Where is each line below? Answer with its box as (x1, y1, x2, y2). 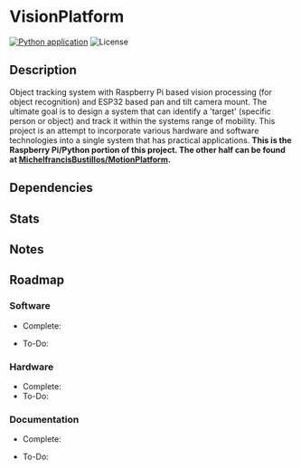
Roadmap (9, 273, 65, 288)
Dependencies (9, 180, 93, 196)
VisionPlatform (9, 6, 125, 27)
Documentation (9, 413, 80, 426)
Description (9, 62, 77, 78)
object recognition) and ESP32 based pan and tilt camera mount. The (9, 96, 268, 107)
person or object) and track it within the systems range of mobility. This (9, 115, 276, 126)
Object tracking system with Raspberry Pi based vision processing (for (9, 86, 273, 97)
